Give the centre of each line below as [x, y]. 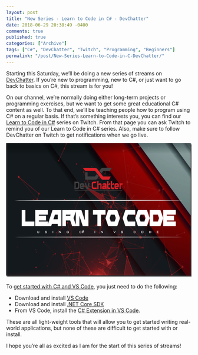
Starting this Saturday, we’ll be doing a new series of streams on [84, 73]
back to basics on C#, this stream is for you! [60, 86]
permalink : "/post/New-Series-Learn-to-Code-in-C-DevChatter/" [85, 56]
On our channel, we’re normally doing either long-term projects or [86, 97]
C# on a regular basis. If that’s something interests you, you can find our [94, 116]
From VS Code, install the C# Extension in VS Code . [77, 310]
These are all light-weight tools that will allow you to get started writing [92, 321]
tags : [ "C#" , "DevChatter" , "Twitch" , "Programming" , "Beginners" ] [91, 50]
